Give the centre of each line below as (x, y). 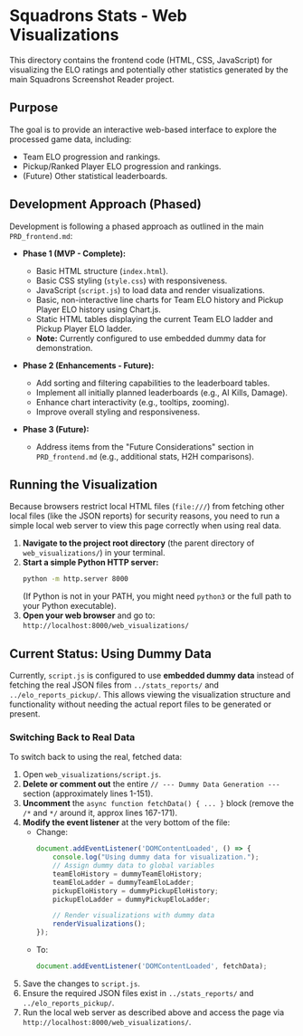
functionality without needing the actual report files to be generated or (140, 704)
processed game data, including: (71, 139)
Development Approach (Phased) (105, 204)
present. (25, 714)
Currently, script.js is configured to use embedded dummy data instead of (152, 676)
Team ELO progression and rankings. (91, 157)
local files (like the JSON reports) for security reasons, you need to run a (145, 516)
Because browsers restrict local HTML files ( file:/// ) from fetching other (147, 507)
